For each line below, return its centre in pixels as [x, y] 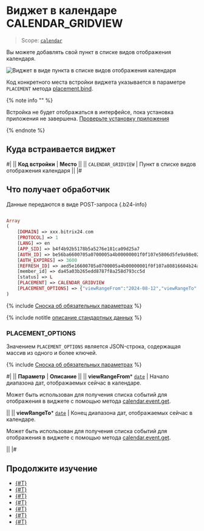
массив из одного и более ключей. [52, 353]
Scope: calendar [42, 40]
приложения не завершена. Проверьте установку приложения [88, 118]
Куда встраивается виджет [61, 149]
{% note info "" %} [30, 100]
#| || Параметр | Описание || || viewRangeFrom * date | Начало [88, 377]
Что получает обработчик [58, 190]
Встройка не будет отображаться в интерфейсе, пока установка [90, 112]
